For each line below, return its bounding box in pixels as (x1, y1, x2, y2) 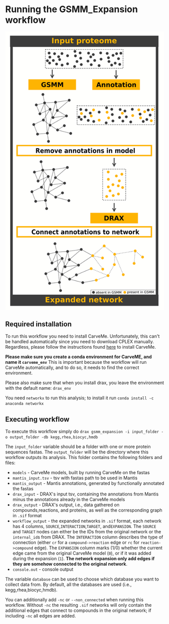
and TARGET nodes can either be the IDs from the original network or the (12, 529, 161, 535)
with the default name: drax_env (5, 385, 72, 391)
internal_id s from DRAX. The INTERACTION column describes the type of (12, 534, 163, 540)
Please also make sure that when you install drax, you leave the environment (5, 380, 164, 386)
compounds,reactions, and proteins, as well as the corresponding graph (12, 507, 162, 513)
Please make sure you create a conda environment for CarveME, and (5, 354, 152, 360)
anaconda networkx (5, 401, 44, 406)
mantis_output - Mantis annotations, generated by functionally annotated (12, 480, 164, 486)
